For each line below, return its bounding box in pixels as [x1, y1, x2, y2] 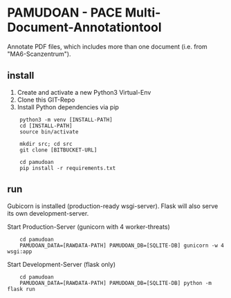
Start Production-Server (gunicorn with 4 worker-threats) [7, 223, 171, 231]
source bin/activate [19, 128, 79, 136]
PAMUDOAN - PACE [7, 5, 122, 21]
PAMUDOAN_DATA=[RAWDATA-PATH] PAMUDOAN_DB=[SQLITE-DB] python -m [19, 279, 212, 286]
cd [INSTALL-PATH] [19, 122, 73, 129]
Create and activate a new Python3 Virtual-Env [17, 88, 151, 96]
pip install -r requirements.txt [19, 165, 116, 171]
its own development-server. [7, 209, 89, 217]
